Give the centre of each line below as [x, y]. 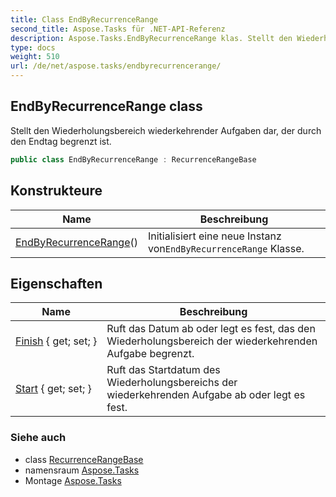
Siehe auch [38, 438]
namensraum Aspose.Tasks [82, 470]
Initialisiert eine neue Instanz [214, 236]
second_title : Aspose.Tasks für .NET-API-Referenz [118, 29]
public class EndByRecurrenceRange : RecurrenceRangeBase [133, 159]
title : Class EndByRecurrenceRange [84, 19]
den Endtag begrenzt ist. [61, 141]
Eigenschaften [56, 283]
